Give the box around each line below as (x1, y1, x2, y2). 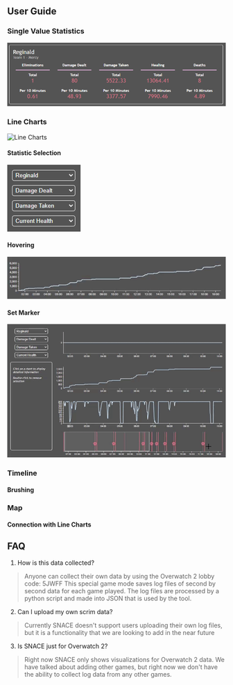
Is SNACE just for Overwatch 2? (17, 642, 108, 650)
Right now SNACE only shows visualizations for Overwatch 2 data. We (24, 656, 225, 664)
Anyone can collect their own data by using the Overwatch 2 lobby (24, 572, 215, 581)
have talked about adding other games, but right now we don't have (24, 663, 218, 671)
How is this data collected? (17, 559, 95, 567)
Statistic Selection (7, 149, 61, 157)
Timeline (7, 468, 37, 478)
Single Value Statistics (7, 26, 85, 36)
